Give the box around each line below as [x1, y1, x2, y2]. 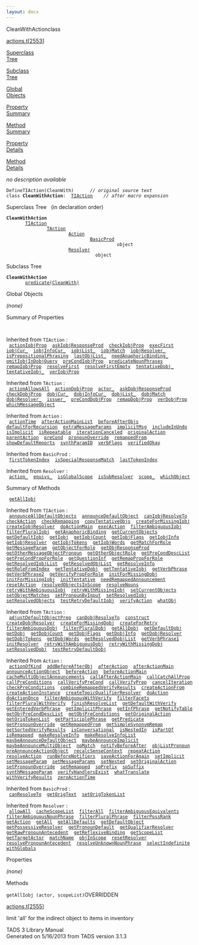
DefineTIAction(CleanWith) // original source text [6, 187, 153, 193]
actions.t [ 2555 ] [6, 903, 45, 910]
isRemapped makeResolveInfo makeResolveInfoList [6, 732, 136, 738]
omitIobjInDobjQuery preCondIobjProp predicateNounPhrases [6, 358, 163, 364]
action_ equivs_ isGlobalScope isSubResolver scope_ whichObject [8, 474, 190, 480]
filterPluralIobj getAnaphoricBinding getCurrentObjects [6, 529, 158, 535]
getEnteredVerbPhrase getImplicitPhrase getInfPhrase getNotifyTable [6, 705, 193, 712]
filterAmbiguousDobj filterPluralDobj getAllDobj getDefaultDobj [6, 625, 182, 631]
